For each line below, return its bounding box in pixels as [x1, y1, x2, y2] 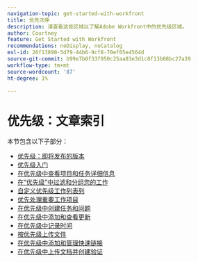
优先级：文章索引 [7, 113, 106, 129]
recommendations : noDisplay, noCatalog [7, 42, 123, 49]
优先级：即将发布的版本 [17, 152, 85, 161]
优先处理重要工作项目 [17, 195, 79, 204]
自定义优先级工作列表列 [17, 187, 85, 195]
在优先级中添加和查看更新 [17, 213, 91, 221]
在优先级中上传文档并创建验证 [17, 247, 103, 256]
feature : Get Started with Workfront [7, 36, 117, 43]
